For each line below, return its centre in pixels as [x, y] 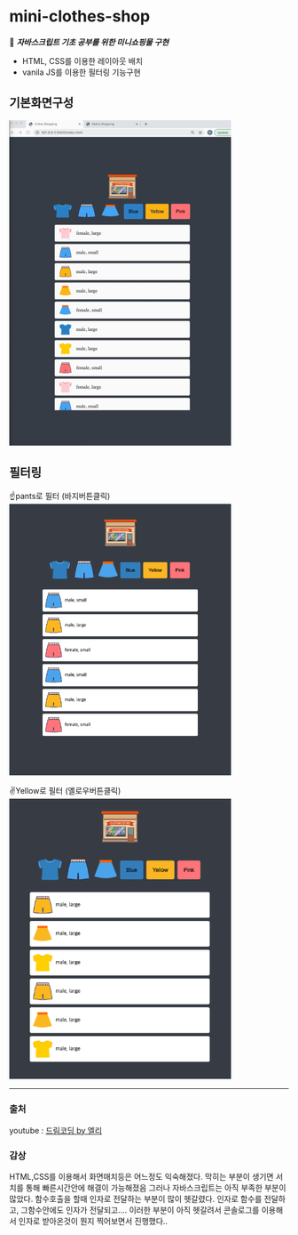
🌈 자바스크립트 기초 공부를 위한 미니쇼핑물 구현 [89, 42]
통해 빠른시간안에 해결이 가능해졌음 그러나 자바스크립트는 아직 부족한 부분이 [156, 1188]
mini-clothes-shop [80, 16]
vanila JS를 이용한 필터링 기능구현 [81, 72]
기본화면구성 [41, 103]
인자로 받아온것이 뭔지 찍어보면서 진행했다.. [93, 1222]
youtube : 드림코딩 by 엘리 [56, 1130]
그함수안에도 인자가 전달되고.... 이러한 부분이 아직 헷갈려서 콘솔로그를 [140, 1210]
